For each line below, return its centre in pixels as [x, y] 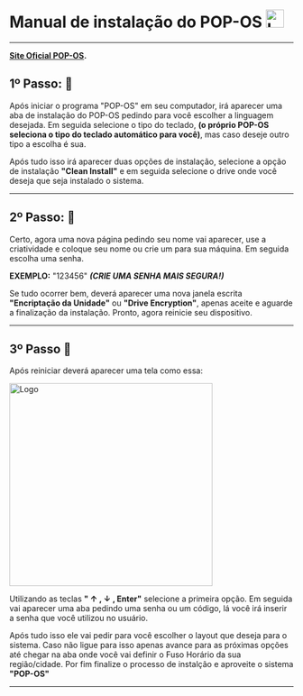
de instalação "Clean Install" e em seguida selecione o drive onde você [143, 170]
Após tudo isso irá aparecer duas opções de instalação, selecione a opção [148, 161]
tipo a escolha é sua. [48, 143]
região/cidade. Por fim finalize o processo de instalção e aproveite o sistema [151, 664]
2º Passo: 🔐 [42, 218]
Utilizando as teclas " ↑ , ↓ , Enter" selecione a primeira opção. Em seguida [151, 599]
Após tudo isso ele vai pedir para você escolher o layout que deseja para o [148, 636]
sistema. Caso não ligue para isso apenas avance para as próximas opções [149, 646]
